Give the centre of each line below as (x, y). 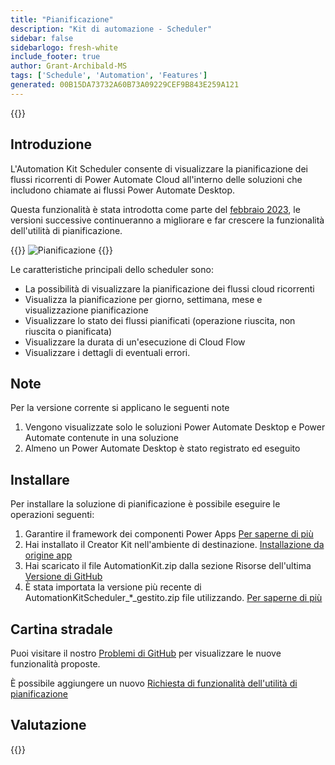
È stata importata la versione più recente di (113, 587)
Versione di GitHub (63, 577)
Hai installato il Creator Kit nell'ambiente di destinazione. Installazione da (174, 545)
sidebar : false (42, 38)
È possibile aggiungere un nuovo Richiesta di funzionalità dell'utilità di (154, 683)
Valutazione (48, 725)
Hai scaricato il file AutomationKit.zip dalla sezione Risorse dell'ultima (168, 566)
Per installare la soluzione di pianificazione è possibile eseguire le (145, 504)
